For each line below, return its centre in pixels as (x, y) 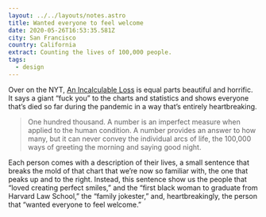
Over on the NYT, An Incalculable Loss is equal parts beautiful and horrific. (131, 89)
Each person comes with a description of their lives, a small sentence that (129, 162)
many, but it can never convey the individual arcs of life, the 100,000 (139, 139)
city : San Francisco (42, 38)
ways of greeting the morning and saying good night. (114, 147)
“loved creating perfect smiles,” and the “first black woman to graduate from (133, 188)
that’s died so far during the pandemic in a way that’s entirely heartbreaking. (133, 106)
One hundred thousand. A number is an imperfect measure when (134, 122)
